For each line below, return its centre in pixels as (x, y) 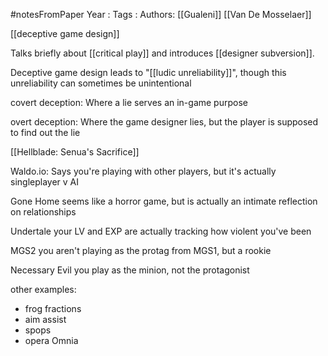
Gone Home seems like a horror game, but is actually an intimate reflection (164, 201)
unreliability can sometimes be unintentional (101, 83)
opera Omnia (51, 340)
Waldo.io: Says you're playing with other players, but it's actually (143, 171)
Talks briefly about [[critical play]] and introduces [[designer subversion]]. (162, 53)
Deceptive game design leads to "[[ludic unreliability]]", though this (148, 72)
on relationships (43, 212)
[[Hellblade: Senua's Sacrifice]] (75, 152)
